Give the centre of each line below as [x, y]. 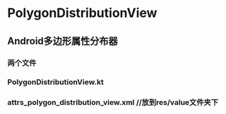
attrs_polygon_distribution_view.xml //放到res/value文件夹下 [113, 103]
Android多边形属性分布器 [63, 41]
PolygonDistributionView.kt [55, 82]
